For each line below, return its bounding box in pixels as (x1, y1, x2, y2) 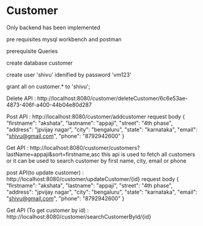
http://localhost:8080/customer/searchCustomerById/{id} (6, 213, 152, 220)
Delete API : (6, 94, 36, 102)
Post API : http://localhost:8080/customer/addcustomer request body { (6, 113, 185, 120)
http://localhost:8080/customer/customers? (29, 144, 140, 151)
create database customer (6, 59, 73, 66)
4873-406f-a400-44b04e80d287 (6, 101, 92, 108)
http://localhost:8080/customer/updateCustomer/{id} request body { (6, 175, 179, 183)
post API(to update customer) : (6, 169, 84, 176)
